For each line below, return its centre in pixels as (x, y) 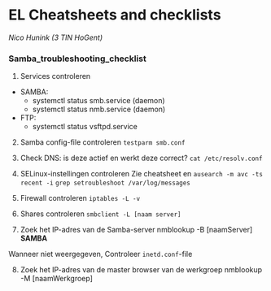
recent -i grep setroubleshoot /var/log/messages (105, 183)
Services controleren (55, 76)
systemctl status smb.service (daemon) (98, 101)
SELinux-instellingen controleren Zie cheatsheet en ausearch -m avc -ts (141, 174)
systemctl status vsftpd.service (85, 127)
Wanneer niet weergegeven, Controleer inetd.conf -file (101, 254)
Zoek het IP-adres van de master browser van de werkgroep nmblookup (141, 270)
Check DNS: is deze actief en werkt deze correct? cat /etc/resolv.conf (141, 158)
